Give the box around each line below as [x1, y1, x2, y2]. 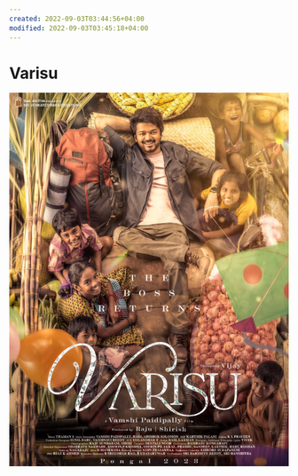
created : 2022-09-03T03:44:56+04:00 [9, 14, 145, 23]
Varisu [9, 63, 59, 83]
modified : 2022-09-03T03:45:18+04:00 [9, 23, 149, 33]
